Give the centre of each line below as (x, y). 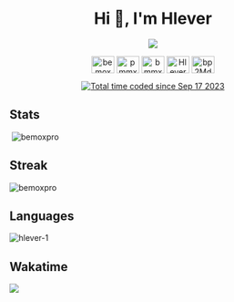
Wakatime (39, 267)
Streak (29, 166)
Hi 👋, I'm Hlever (153, 19)
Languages (42, 216)
